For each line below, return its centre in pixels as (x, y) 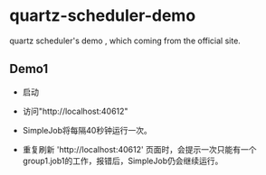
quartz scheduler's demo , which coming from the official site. (125, 41)
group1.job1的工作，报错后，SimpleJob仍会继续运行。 (123, 161)
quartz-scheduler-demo (103, 16)
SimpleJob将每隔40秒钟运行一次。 (87, 130)
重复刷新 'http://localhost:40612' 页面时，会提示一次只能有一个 (139, 149)
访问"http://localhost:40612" (75, 111)
